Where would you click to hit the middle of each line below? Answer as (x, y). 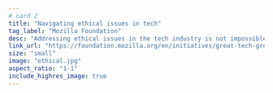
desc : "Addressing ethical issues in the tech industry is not (118, 38)
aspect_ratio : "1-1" (43, 69)
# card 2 (23, 16)
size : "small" (32, 53)
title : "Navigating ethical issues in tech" (85, 23)
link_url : (25, 46)
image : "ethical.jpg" (45, 61)
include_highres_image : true (58, 76)
